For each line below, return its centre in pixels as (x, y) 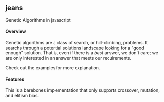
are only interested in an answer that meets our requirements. (69, 58)
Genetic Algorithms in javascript (38, 20)
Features (15, 79)
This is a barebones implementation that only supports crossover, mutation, (83, 90)
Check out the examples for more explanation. (53, 68)
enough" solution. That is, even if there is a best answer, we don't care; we (82, 53)
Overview (16, 31)
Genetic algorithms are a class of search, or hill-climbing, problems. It (77, 43)
